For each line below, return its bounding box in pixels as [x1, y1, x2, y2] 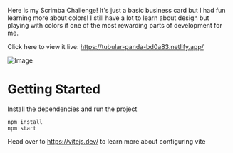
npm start [7, 125, 37, 132]
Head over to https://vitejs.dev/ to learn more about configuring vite [7, 137, 206, 145]
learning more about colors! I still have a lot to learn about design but [7, 14, 209, 22]
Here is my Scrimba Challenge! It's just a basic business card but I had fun [7, 6, 226, 14]
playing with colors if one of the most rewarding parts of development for [7, 21, 223, 29]
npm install [7, 118, 43, 125]
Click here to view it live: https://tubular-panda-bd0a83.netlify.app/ [7, 43, 204, 51]
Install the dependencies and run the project [7, 105, 138, 113]
